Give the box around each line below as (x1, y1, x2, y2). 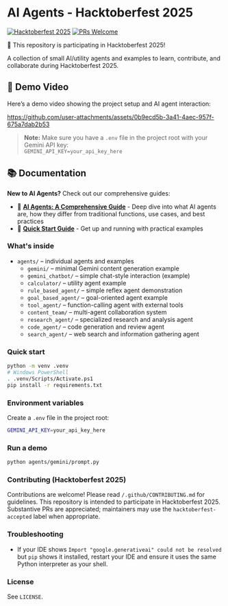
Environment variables (7, 398, 84, 408)
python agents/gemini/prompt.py (7, 458, 99, 466)
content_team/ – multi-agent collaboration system (27, 307, 167, 316)
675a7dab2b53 (7, 120, 50, 128)
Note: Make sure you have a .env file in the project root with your (23, 133, 208, 141)
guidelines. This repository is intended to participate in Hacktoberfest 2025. (7, 498, 220, 506)
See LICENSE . (7, 592, 43, 601)
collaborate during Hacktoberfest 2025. (7, 61, 118, 69)
